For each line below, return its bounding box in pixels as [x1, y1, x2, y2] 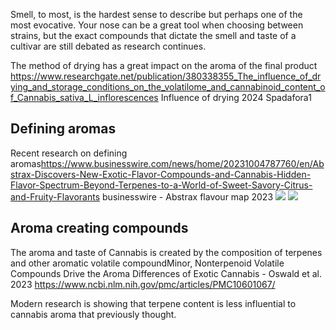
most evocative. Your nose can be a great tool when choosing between [10, 19, 304, 31]
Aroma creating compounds [10, 220, 189, 237]
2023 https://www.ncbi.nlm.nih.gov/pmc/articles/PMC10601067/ [10, 278, 276, 290]
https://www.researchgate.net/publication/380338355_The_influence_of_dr [10, 70, 322, 82]
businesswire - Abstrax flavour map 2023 [102, 190, 274, 203]
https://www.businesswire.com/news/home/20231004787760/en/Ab [40, 157, 325, 169]
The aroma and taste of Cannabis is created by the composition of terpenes [10, 246, 323, 258]
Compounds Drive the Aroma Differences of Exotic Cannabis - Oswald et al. [10, 267, 323, 279]
